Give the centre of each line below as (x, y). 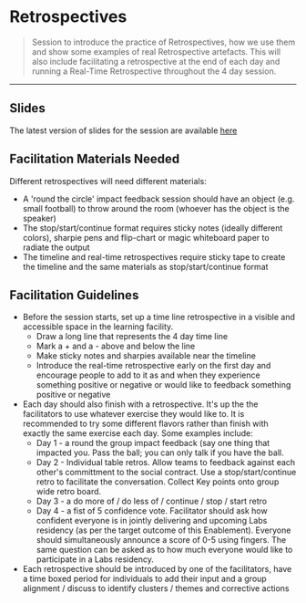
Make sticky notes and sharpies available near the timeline (146, 356)
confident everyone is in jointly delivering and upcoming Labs (152, 521)
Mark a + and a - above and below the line (116, 346)
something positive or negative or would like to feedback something (163, 385)
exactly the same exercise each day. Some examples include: (138, 433)
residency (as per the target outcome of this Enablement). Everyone (163, 530)
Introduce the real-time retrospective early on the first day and (153, 366)
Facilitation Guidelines (74, 295)
